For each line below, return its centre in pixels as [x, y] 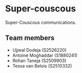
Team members [30, 38]
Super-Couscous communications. [41, 22]
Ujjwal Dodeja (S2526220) [40, 50]
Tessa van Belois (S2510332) [42, 66]
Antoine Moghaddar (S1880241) [45, 55]
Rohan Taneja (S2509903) [39, 61]
